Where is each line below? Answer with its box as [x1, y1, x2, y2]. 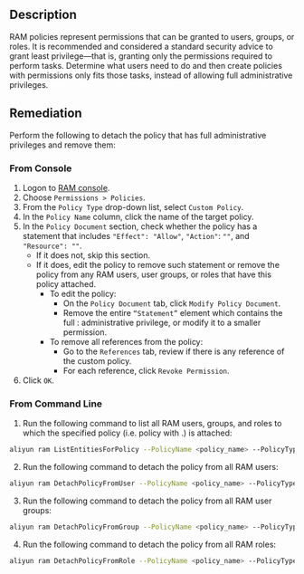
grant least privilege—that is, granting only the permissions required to [9, 50, 273, 62]
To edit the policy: [49, 288, 117, 299]
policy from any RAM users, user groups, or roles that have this [35, 269, 271, 280]
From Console [9, 162, 72, 175]
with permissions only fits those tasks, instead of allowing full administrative [9, 70, 293, 81]
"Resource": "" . [22, 240, 83, 251]
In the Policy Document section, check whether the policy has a [22, 221, 258, 232]
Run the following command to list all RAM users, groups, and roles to [22, 418, 282, 429]
